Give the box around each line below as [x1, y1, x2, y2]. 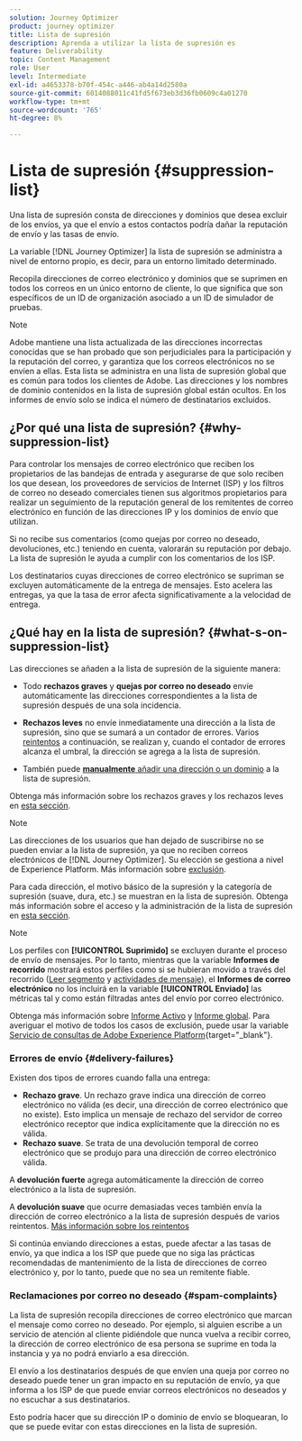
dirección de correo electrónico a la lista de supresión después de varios [9, 1210, 280, 1222]
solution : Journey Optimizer [9, 13, 119, 23]
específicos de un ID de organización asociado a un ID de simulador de [9, 292, 274, 303]
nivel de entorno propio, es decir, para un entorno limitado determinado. [9, 256, 278, 267]
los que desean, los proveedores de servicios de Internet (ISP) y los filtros [9, 477, 284, 488]
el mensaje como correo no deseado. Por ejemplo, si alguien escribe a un [9, 1319, 282, 1330]
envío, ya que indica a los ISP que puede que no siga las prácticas [9, 1247, 255, 1258]
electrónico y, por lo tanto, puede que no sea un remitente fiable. [9, 1266, 251, 1277]
